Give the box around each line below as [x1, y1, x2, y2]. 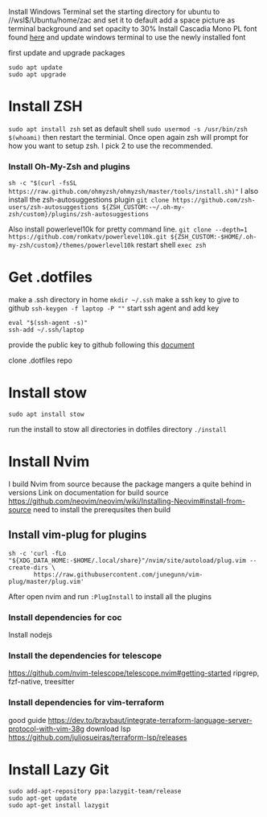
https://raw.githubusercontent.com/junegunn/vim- [33, 570, 203, 578]
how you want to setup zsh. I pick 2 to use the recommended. [8, 141, 213, 150]
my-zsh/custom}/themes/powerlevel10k [8, 241, 135, 250]
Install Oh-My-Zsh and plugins [8, 161, 130, 172]
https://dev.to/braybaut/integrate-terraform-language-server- [47, 715, 253, 725]
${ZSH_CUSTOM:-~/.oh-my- [101, 203, 185, 211]
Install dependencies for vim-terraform [8, 697, 165, 708]
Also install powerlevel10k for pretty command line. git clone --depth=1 [8, 224, 248, 234]
